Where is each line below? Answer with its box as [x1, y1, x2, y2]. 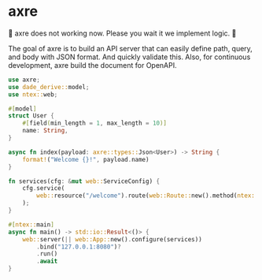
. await [36, 257, 58, 266]
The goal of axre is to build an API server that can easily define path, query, [8, 43, 253, 53]
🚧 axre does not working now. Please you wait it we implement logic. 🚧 [8, 28, 237, 38]
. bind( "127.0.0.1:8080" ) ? [36, 243, 122, 251]
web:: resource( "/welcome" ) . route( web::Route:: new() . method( [36, 192, 238, 200]
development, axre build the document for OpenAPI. [8, 60, 177, 69]
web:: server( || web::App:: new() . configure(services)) [22, 235, 202, 243]
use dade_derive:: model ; [8, 83, 90, 91]
